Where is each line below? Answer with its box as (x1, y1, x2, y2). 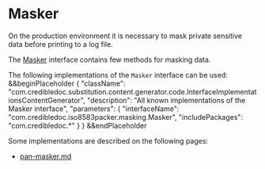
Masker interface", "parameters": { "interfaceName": (8, 104, 180, 113)
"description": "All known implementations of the (86, 95, 246, 105)
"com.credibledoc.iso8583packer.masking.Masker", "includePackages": (8, 112, 244, 121)
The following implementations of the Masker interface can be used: (8, 70, 228, 79)
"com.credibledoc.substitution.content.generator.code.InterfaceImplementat (8, 86, 257, 96)
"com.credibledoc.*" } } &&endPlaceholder (8, 121, 148, 130)
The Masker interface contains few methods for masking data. (8, 55, 211, 64)
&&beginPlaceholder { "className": (8, 79, 126, 88)
